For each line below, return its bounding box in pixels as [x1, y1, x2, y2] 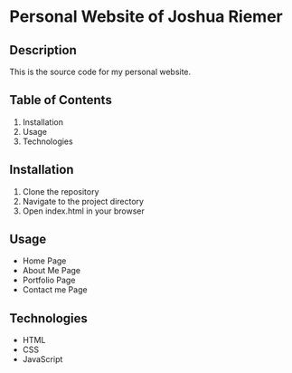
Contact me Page [22, 284, 88, 295]
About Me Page [22, 265, 81, 276]
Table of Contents [9, 92, 113, 108]
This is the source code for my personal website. [9, 66, 192, 77]
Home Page [22, 255, 67, 266]
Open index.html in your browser [22, 206, 145, 216]
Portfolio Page [22, 274, 76, 286]
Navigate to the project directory [22, 196, 145, 206]
